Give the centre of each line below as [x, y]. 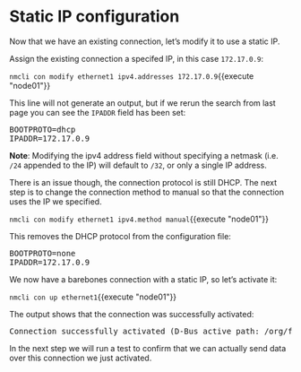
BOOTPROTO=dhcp [43, 129]
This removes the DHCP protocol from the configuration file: [120, 236]
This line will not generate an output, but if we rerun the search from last [142, 103]
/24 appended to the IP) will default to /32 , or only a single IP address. [138, 165]
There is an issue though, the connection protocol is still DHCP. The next [143, 182]
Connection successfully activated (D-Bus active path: [134, 331]
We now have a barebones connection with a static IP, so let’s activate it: [143, 279]
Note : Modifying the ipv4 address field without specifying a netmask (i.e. [144, 155]
